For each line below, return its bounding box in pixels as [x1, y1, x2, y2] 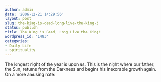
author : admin [5, 7, 34, 12]
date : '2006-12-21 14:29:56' [5, 12, 64, 16]
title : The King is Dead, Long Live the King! [5, 30, 101, 34]
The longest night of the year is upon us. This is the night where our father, [5, 61, 155, 67]
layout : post [5, 16, 32, 21]
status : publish [5, 25, 38, 30]
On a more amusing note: [5, 71, 56, 77]
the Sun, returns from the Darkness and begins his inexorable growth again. [5, 66, 157, 72]
